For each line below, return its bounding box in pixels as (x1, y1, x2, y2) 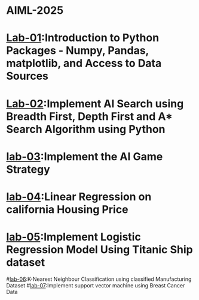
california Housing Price (6, 202, 128, 216)
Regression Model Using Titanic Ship (6, 243, 193, 257)
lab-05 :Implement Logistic (6, 230, 142, 244)
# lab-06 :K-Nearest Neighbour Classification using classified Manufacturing (6, 275, 192, 283)
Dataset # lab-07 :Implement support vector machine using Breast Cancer (6, 281, 185, 289)
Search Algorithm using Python (6, 122, 166, 136)
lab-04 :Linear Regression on (6, 190, 152, 203)
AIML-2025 (6, 4, 64, 17)
